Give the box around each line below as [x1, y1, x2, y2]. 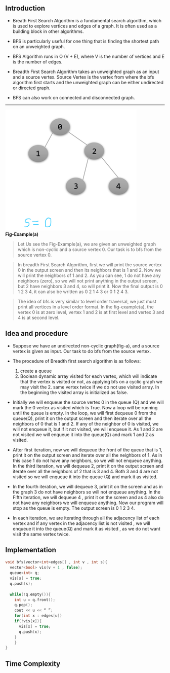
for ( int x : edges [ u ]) [14, 613, 62, 618]
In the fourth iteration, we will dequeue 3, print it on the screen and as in [12, 483, 163, 489]
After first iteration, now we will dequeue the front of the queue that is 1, [12, 446, 163, 453]
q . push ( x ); [18, 629, 42, 634]
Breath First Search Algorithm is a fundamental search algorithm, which [12, 17, 162, 23]
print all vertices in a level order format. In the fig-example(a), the [17, 304, 154, 310]
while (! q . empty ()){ [10, 592, 51, 597]
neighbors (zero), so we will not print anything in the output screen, [17, 277, 158, 284]
